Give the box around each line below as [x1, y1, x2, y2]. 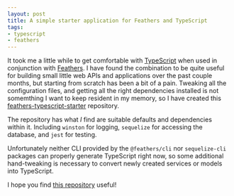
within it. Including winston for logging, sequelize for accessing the [7, 123, 204, 131]
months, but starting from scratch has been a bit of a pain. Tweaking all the [7, 79, 227, 87]
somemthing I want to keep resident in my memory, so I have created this [7, 94, 222, 103]
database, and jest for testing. [7, 131, 97, 139]
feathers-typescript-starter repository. [7, 102, 119, 110]
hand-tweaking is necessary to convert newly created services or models [7, 159, 223, 168]
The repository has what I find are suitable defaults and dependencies [7, 115, 213, 124]
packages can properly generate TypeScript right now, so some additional [7, 152, 224, 160]
